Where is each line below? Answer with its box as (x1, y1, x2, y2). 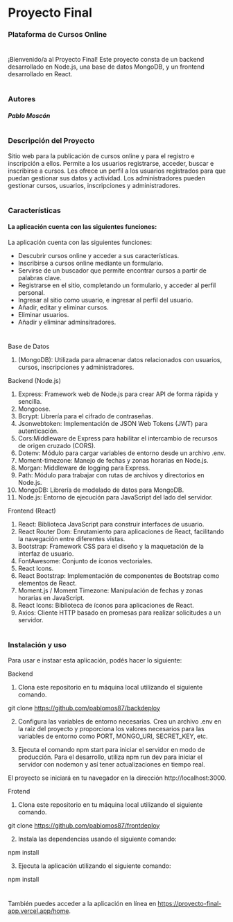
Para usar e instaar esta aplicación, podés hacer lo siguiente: (8, 656, 182, 664)
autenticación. (17, 427, 59, 435)
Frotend (8, 787, 31, 795)
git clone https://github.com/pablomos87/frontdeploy (8, 821, 160, 830)
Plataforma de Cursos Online (8, 30, 107, 40)
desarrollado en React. (8, 70, 73, 78)
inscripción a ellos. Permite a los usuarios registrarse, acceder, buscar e (8, 159, 214, 167)
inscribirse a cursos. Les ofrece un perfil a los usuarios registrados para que (8, 167, 226, 175)
